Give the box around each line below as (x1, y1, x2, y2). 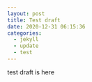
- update (13, 42, 39, 49)
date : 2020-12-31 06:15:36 (7, 23, 86, 30)
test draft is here (7, 67, 54, 76)
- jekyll (13, 36, 39, 43)
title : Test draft (7, 17, 61, 24)
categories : (7, 29, 42, 37)
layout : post (7, 10, 45, 17)
